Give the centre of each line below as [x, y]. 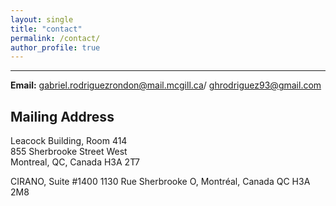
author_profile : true [55, 47]
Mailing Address [62, 116]
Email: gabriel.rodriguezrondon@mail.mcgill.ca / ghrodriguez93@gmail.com [166, 85]
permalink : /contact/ [55, 38]
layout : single [42, 19]
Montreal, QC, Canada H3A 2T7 [75, 162]
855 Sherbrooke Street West [69, 152]
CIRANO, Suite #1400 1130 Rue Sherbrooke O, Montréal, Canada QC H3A [160, 182]
